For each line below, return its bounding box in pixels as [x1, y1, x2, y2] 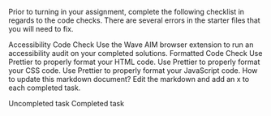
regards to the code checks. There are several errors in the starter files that [8, 15, 261, 25]
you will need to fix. [8, 24, 74, 33]
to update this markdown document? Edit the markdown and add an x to [8, 75, 250, 84]
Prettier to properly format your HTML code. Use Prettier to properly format [8, 57, 260, 67]
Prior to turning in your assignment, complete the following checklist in [8, 7, 245, 16]
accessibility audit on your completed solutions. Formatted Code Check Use [8, 49, 263, 58]
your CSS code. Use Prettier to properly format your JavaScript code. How [8, 66, 258, 75]
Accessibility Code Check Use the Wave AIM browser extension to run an [8, 40, 254, 49]
